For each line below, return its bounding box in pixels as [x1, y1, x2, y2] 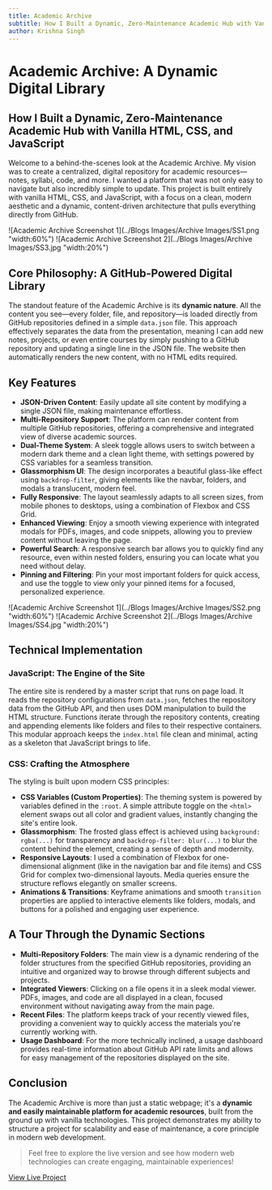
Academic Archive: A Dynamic [8, 62, 219, 80]
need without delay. [19, 561, 87, 570]
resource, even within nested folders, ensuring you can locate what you [19, 552, 260, 562]
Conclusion [8, 1076, 68, 1090]
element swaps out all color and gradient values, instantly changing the [19, 809, 258, 819]
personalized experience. [19, 587, 105, 596]
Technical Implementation [8, 643, 143, 657]
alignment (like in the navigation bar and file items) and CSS [62, 861, 261, 870]
